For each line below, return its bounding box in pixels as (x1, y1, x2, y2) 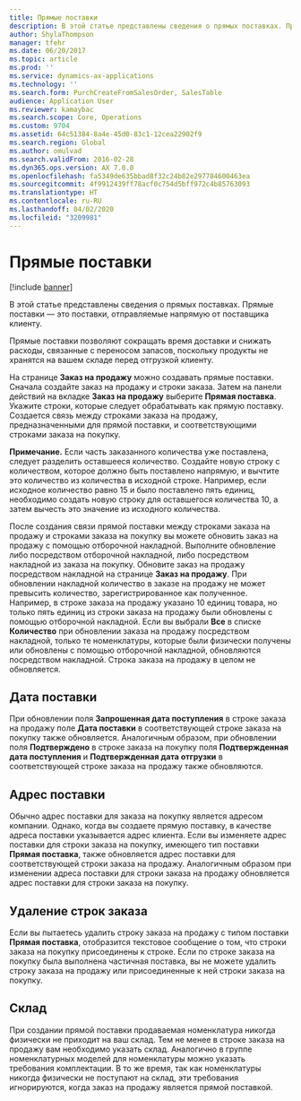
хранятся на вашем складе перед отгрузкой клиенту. (9, 354, 214, 365)
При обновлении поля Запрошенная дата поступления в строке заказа (9, 714, 287, 724)
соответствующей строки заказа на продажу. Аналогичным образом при (9, 858, 292, 870)
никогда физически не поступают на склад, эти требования (9, 1072, 239, 1083)
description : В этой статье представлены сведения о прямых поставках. (9, 22, 282, 30)
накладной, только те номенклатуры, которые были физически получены (9, 635, 291, 646)
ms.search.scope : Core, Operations (9, 113, 142, 122)
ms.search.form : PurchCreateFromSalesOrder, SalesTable (9, 88, 222, 97)
